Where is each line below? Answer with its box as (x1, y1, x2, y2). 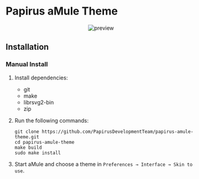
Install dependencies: (14, 74, 68, 81)
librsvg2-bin (23, 98, 54, 106)
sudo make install (14, 150, 61, 156)
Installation (5, 42, 49, 52)
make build (14, 144, 42, 150)
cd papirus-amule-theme (14, 139, 75, 145)
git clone (14, 129, 40, 135)
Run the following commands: (14, 117, 89, 124)
